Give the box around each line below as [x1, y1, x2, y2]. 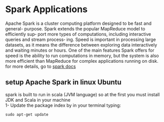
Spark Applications [5, 4, 88, 15]
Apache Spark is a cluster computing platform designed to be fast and [5, 20, 152, 26]
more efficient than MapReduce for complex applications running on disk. [5, 58, 158, 64]
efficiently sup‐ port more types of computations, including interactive [5, 31, 151, 37]
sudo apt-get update [5, 112, 49, 117]
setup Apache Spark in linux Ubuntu [5, 78, 121, 87]
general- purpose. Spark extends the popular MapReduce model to [5, 25, 145, 31]
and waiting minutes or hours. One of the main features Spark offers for [5, 47, 154, 53]
